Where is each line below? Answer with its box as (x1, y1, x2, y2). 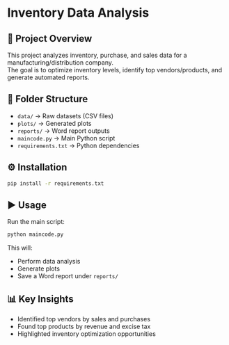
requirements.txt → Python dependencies (17, 141, 140, 150)
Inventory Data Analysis (7, 5, 150, 21)
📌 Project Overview (7, 33, 93, 45)
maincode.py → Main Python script (17, 134, 116, 142)
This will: (7, 243, 33, 252)
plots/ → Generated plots (17, 119, 92, 127)
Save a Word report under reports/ (17, 272, 118, 280)
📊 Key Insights (7, 293, 74, 305)
